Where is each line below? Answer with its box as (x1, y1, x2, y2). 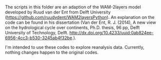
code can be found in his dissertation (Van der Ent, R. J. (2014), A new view (5, 19, 157, 25)
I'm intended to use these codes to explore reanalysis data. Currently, (5, 45, 144, 50)
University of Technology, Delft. (5, 30, 69, 35)
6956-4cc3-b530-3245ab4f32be (5, 35, 72, 41)
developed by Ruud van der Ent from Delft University (5, 9, 111, 15)
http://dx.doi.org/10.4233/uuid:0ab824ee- (69, 30, 154, 35)
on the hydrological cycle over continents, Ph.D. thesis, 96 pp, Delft (5, 25, 140, 30)
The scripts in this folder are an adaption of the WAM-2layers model (5, 4, 141, 10)
